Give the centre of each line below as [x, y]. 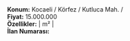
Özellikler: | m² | [31, 24]
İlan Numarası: [29, 31]
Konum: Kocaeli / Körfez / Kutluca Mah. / [65, 10]
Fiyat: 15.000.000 [32, 17]
